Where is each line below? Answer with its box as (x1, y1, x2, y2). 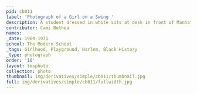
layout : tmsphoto (6, 62, 49, 69)
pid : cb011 (6, 8, 33, 15)
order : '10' (6, 57, 35, 63)
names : (6, 30, 22, 36)
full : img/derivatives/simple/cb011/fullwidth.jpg (6, 79, 133, 85)
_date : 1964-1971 (6, 36, 49, 41)
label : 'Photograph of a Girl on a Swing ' (6, 14, 114, 20)
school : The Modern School (6, 41, 72, 47)
